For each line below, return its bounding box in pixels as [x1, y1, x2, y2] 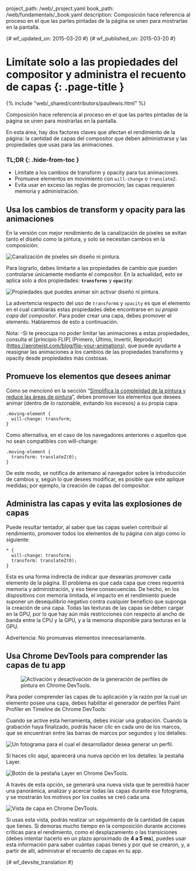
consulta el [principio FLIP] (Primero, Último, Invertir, [6, 336, 133, 343]
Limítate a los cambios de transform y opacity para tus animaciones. [14, 169, 180, 176]
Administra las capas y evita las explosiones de [6, 499, 183, 509]
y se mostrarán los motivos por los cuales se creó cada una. [6, 794, 151, 801]
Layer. [6, 759, 21, 766]
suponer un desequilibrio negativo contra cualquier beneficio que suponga [6, 597, 186, 605]
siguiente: [6, 536, 30, 543]
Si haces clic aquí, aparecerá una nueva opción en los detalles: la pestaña [6, 752, 184, 759]
